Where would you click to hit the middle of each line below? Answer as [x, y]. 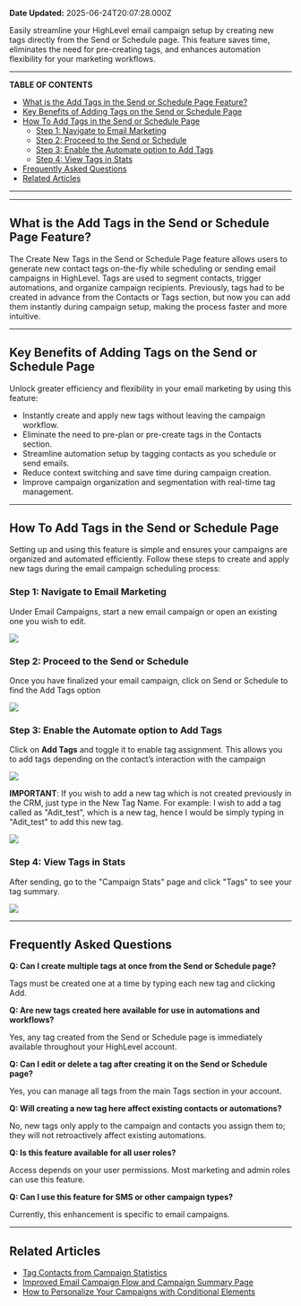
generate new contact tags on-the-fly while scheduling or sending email [142, 268]
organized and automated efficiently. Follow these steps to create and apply [149, 559]
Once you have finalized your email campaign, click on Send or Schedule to [149, 681]
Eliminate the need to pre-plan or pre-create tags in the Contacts [142, 434]
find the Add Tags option [55, 691]
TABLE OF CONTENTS [51, 85]
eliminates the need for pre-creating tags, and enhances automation [135, 49]
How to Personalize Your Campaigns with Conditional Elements [138, 1292]
